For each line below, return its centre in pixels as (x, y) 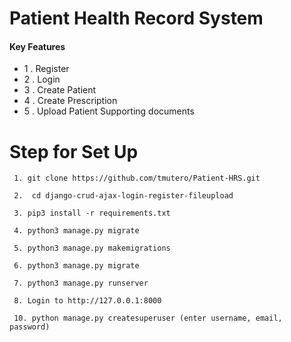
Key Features (37, 46)
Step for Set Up (74, 151)
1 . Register (46, 69)
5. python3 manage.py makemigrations (92, 248)
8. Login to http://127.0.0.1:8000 (87, 301)
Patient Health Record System (136, 18)
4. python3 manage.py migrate (76, 231)
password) (30, 327)
